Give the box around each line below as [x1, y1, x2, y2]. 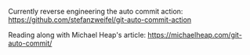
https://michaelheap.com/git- [147, 31, 243, 39]
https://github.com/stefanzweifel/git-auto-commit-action [8, 15, 192, 24]
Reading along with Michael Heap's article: [8, 31, 147, 39]
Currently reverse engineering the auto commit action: [8, 7, 183, 16]
